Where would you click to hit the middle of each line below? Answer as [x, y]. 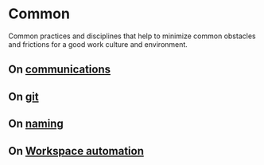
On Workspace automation [76, 151]
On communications [60, 70]
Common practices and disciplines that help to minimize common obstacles [132, 36]
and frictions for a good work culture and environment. [98, 44]
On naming [36, 124]
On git [23, 96]
